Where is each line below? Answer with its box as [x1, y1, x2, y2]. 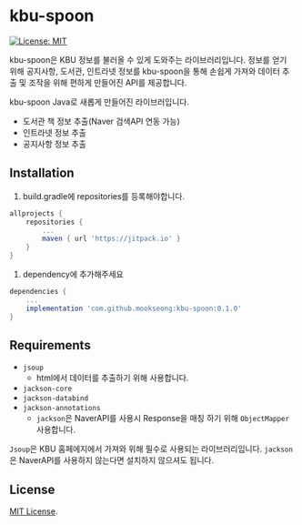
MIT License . [9, 506, 58, 517]
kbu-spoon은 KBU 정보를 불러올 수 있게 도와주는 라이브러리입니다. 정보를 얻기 [9, 54, 287, 65]
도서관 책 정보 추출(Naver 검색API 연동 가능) [22, 116, 180, 126]
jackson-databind [22, 394, 89, 403]
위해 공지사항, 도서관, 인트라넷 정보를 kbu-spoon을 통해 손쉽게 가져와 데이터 [9, 66, 280, 76]
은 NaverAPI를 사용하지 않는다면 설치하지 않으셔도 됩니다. [9, 455, 215, 466]
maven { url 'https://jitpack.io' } [42, 234, 181, 244]
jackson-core [22, 384, 73, 394]
